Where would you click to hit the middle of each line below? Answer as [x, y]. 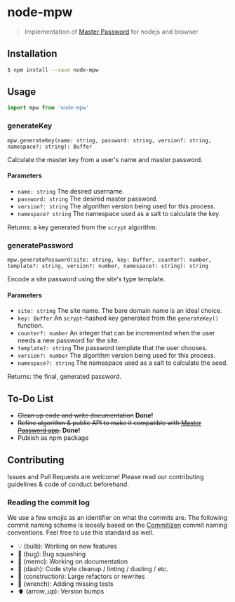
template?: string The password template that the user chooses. [112, 348]
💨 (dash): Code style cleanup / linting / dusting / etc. [93, 569]
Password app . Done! [49, 430]
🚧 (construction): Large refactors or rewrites [81, 577]
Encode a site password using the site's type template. [86, 279]
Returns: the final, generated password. [64, 377]
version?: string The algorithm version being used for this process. [116, 206]
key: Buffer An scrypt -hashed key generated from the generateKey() [118, 318]
